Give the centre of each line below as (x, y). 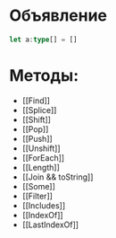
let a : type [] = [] (43, 40)
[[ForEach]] (43, 157)
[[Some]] (39, 186)
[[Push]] (37, 138)
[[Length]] (41, 167)
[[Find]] (36, 101)
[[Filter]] (37, 196)
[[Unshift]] (41, 148)
